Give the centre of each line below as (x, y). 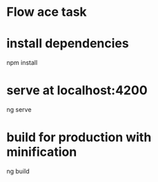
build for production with (79, 138)
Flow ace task (47, 12)
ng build (18, 171)
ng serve (19, 110)
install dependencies (68, 44)
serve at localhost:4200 (77, 91)
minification (42, 152)
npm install (22, 63)
